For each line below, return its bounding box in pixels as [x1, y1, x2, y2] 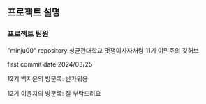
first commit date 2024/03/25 [7, 60, 93, 68]
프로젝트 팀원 [7, 29, 49, 39]
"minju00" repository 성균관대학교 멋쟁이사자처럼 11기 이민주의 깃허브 [7, 46, 199, 54]
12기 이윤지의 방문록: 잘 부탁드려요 [7, 89, 101, 97]
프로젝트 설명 [7, 6, 61, 19]
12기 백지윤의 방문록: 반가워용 [7, 74, 89, 83]
